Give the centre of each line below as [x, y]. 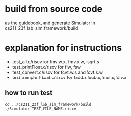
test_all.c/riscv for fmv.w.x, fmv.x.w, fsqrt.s [56, 61]
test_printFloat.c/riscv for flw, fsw [46, 67]
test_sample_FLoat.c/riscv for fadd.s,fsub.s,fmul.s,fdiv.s [69, 77]
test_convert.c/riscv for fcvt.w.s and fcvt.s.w [57, 72]
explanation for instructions [64, 48]
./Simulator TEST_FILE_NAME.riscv [41, 109]
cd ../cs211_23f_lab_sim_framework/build [48, 104]
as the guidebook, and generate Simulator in [50, 23]
